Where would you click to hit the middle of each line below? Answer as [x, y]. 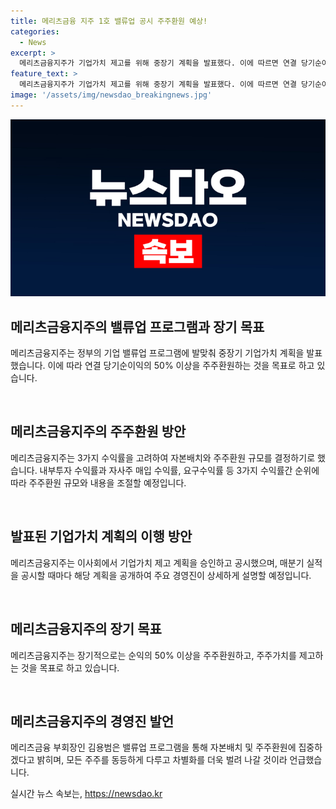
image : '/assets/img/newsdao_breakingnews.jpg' [111, 95]
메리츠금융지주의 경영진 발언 [92, 721]
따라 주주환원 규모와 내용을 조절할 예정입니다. [98, 482]
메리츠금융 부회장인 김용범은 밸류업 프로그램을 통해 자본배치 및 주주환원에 [153, 747]
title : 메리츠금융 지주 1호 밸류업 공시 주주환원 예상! [109, 21]
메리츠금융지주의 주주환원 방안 [98, 431]
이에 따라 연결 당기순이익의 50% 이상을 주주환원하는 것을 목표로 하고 [181, 366]
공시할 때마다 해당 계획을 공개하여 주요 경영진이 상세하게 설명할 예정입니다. [166, 575]
